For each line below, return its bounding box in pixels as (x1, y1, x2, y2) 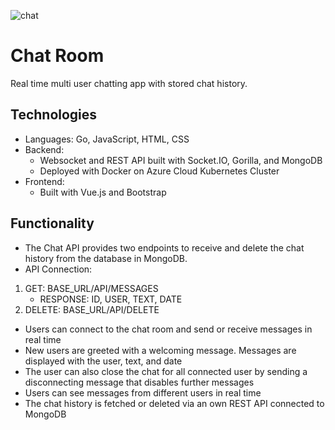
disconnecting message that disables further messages (24, 376, 255, 388)
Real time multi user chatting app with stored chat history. (10, 77, 248, 89)
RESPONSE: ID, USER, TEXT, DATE (39, 293, 183, 305)
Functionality (10, 215, 95, 232)
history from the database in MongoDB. (24, 252, 188, 264)
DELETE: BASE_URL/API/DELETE (24, 303, 160, 315)
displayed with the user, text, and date (24, 355, 183, 367)
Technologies (10, 106, 98, 124)
